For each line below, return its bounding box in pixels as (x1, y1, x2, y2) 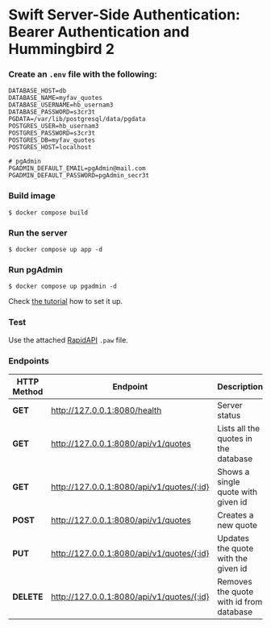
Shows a (217, 466, 250, 477)
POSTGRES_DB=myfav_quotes (8, 136, 95, 144)
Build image (8, 190, 56, 202)
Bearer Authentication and (8, 23, 190, 41)
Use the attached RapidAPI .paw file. (8, 335, 129, 344)
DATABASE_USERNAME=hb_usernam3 (8, 101, 114, 110)
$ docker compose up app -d (8, 246, 103, 254)
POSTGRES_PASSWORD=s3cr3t (8, 129, 95, 138)
